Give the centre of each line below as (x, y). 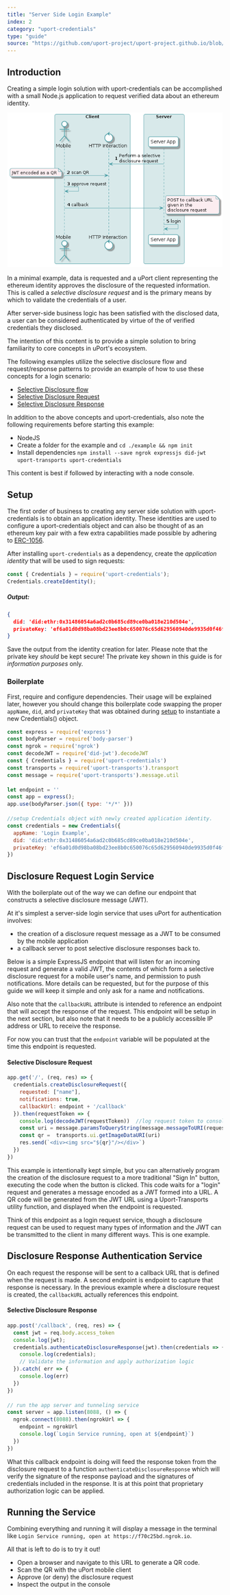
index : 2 (20, 22)
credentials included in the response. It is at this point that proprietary (105, 1483)
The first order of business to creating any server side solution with (102, 512)
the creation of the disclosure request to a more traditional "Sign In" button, (113, 1177)
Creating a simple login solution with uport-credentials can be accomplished (115, 88)
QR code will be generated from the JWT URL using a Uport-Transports (108, 1199)
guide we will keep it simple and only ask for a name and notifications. (106, 991)
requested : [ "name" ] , (50, 1092)
